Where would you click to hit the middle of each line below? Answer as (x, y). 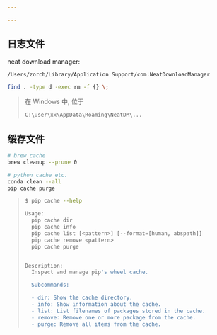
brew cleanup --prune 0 (42, 162)
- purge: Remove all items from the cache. (96, 324)
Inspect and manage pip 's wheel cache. (90, 272)
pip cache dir (52, 220)
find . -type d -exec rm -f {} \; (58, 87)
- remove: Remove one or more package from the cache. (114, 317)
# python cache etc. (38, 175)
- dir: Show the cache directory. (82, 298)
